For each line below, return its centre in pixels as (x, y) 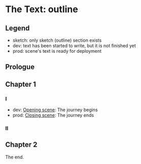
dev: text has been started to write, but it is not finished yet (74, 46)
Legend (17, 28)
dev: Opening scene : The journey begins (55, 110)
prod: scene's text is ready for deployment (57, 51)
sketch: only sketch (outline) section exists (57, 40)
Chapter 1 (21, 84)
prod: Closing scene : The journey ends (53, 115)
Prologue (20, 67)
